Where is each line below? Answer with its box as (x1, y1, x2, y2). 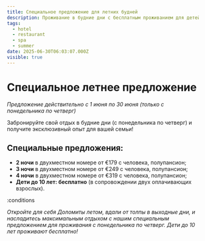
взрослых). (15, 185, 45, 192)
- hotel (12, 26, 32, 32)
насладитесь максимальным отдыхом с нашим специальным (7, 215, 170, 222)
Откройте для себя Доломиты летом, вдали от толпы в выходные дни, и (7, 208, 195, 216)
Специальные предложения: (7, 142, 123, 153)
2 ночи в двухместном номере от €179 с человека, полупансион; (15, 159, 187, 166)
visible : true (7, 54, 43, 60)
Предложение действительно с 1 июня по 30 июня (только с (7, 100, 164, 108)
